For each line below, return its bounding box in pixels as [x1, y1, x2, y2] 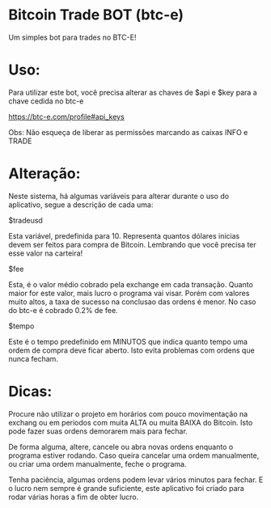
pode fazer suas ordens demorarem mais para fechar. [8, 426, 188, 436]
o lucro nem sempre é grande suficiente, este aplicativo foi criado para [8, 483, 244, 493]
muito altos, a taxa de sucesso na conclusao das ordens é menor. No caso [8, 297, 256, 307]
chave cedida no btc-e [8, 95, 84, 106]
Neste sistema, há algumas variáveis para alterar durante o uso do [8, 191, 229, 201]
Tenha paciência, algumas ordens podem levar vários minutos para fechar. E [8, 475, 264, 485]
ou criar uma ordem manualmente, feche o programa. [8, 459, 187, 468]
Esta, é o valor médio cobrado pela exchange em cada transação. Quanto [8, 279, 253, 289]
